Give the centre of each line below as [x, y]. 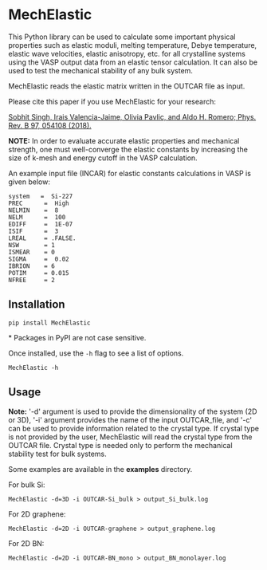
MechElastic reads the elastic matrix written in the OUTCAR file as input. [127, 86]
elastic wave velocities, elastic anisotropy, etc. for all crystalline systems [127, 53]
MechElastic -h [33, 368]
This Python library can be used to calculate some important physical [122, 37]
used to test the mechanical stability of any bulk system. [101, 70]
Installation [37, 305]
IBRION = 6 [32, 266]
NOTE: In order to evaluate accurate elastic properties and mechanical [124, 140]
